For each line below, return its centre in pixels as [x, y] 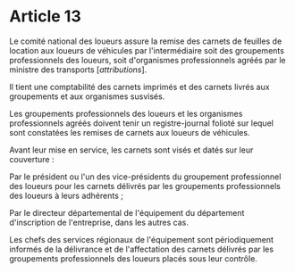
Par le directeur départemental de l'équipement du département [127, 212]
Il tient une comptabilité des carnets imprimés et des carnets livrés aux [139, 87]
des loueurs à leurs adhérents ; [66, 195]
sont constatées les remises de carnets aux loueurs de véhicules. [130, 132]
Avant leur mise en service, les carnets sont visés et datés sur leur [131, 150]
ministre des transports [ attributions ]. [78, 70]
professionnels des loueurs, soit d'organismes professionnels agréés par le [147, 60]
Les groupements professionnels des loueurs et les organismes [126, 113]
